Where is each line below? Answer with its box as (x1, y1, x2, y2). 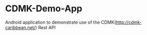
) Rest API (35, 24, 56, 30)
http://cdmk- (115, 19, 142, 25)
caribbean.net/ (5, 24, 36, 30)
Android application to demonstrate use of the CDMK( (5, 19, 116, 25)
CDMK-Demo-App (5, 3, 82, 14)
